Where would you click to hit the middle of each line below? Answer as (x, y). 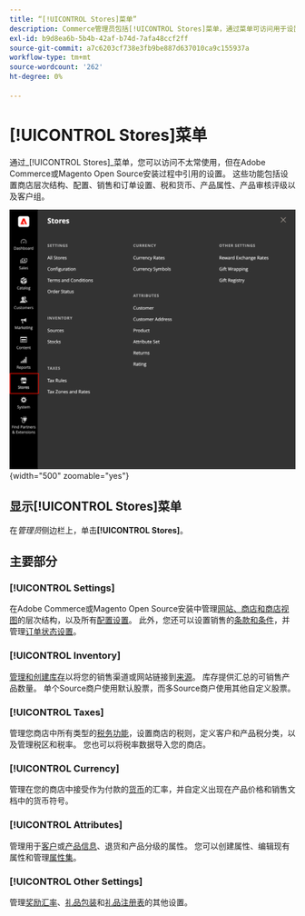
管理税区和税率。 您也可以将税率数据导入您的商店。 (113, 744)
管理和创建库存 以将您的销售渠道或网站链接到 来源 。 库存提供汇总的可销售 (146, 676)
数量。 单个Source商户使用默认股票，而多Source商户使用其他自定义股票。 (156, 688)
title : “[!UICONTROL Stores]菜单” (74, 19)
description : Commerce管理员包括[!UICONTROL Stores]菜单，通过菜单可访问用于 (148, 29)
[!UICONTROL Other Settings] (76, 881)
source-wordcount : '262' (56, 67)
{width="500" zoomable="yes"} (69, 475)
